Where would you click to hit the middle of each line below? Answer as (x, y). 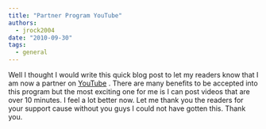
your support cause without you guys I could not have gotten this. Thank (127, 108)
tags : (17, 45)
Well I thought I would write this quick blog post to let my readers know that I (133, 75)
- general (31, 52)
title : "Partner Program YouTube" (66, 15)
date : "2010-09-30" (40, 38)
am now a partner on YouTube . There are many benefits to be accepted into (133, 83)
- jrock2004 (35, 30)
